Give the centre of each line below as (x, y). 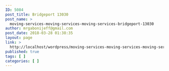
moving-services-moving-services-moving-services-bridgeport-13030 (82, 24)
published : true (22, 51)
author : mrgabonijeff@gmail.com (39, 28)
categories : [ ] (22, 61)
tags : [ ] (16, 56)
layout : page (19, 38)
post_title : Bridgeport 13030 (37, 14)
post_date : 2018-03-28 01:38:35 (39, 33)
